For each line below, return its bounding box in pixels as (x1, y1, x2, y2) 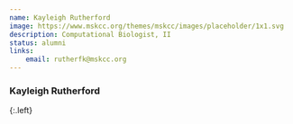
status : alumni (9, 38, 67, 48)
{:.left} (9, 105, 33, 116)
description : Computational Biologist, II (9, 30, 171, 39)
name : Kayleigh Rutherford (9, 13, 111, 22)
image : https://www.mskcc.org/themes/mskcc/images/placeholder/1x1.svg (9, 22, 284, 31)
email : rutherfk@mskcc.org (25, 55, 127, 64)
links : (9, 47, 34, 56)
